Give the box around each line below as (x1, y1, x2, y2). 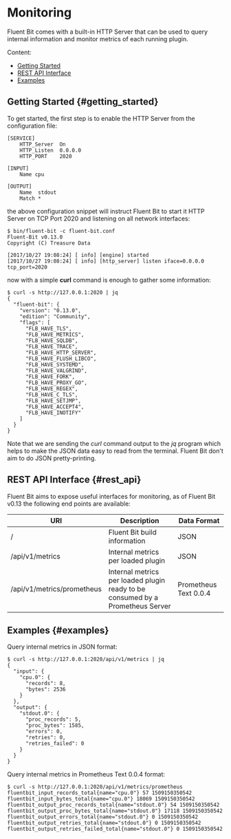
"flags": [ (19, 319, 51, 326)
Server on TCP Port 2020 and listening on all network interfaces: (7, 214, 190, 223)
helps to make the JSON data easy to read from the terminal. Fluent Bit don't (7, 447, 223, 455)
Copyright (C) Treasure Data (7, 239, 91, 247)
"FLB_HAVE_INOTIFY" (25, 409, 81, 416)
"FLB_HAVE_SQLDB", (25, 337, 78, 344)
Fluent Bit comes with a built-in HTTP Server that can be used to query (7, 27, 208, 36)
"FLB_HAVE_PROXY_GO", (25, 379, 88, 386)
